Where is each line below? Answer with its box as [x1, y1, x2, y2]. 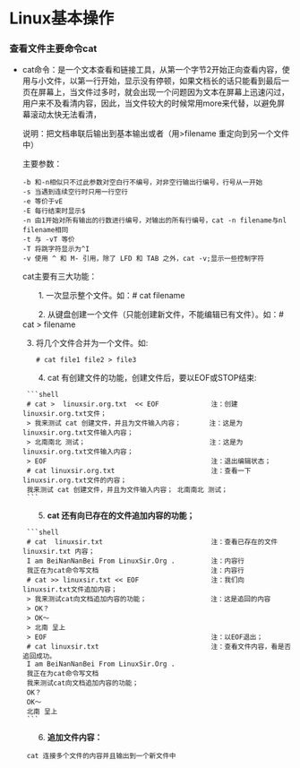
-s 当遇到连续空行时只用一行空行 [21, 187, 128, 197]
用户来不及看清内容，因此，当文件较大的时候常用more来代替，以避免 [21, 98, 278, 108]
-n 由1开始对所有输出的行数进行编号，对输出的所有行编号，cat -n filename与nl [21, 216, 287, 225]
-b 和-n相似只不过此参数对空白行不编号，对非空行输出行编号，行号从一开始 [21, 178, 262, 187]
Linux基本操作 [9, 8, 115, 29]
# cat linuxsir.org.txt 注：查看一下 [26, 467, 252, 476]
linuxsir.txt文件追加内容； [21, 585, 118, 594]
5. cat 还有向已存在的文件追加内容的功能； [38, 510, 195, 521]
